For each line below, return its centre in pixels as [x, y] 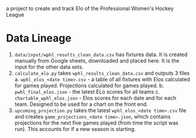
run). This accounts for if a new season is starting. [75, 129]
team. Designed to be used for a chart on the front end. [81, 104]
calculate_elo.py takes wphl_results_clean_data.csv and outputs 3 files [102, 73]
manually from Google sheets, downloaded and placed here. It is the [97, 60]
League [15, 15]
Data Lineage [39, 38]
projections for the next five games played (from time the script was [96, 123]
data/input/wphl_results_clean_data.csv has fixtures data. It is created [101, 54]
